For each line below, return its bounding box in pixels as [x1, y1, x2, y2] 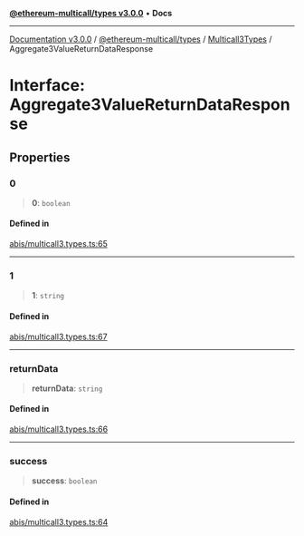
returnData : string [31, 383, 103, 394]
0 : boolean [31, 197, 71, 208]
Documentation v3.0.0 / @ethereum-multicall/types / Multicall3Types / [9, 34, 272, 44]
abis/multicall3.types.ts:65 [9, 239, 109, 249]
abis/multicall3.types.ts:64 [9, 516, 109, 527]
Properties [9, 150, 71, 165]
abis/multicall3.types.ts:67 [9, 331, 108, 342]
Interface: [9, 75, 86, 96]
